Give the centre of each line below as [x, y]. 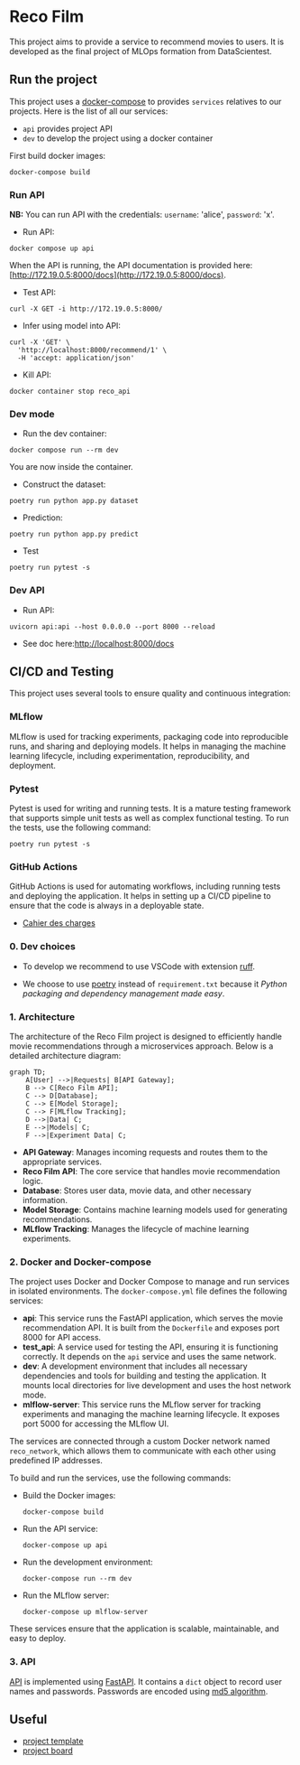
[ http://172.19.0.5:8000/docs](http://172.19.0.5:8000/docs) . [118, 275]
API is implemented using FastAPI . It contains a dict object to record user [145, 1681]
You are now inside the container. [71, 467]
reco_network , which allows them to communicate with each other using [143, 1451]
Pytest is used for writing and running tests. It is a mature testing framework [150, 808]
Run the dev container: [64, 434]
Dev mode [32, 414]
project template [53, 1742]
